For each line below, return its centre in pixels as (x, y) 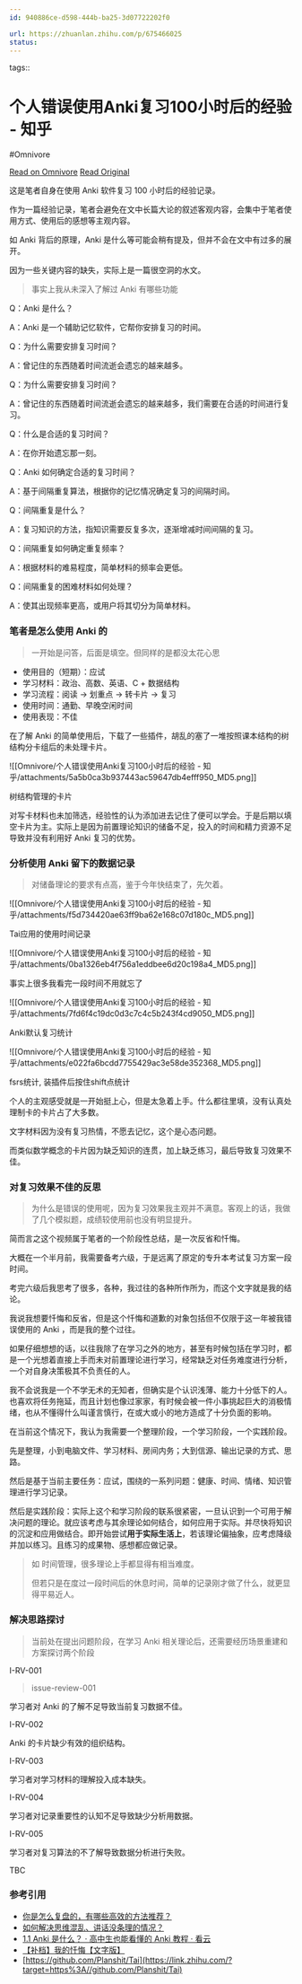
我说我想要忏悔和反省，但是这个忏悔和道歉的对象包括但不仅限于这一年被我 (147, 1318)
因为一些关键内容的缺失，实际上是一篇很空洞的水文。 (108, 270)
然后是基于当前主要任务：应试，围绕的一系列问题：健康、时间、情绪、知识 (147, 1481)
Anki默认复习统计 (41, 1032)
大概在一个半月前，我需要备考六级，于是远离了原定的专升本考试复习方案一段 (151, 1258)
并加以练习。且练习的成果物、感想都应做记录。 (95, 1545)
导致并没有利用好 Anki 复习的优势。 (75, 838)
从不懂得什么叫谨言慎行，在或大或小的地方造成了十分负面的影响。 (154, 1413)
